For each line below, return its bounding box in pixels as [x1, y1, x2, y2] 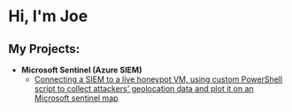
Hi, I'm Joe [8, 6, 88, 26]
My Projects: [8, 41, 81, 56]
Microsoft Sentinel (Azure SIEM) [20, 64, 142, 75]
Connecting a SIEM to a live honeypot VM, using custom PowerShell [34, 74, 283, 85]
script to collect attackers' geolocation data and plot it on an [34, 84, 254, 93]
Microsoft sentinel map [34, 93, 119, 103]
